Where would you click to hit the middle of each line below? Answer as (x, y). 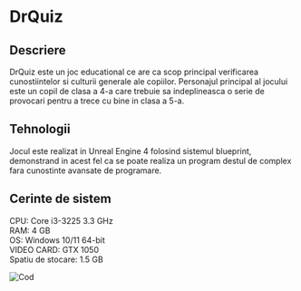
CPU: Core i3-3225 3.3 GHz (61, 220)
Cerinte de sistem (60, 199)
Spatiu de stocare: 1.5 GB (57, 259)
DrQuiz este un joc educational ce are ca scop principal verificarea (134, 72)
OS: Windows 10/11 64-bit (58, 240)
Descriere (38, 50)
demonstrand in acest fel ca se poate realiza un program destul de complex (150, 160)
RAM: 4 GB (30, 230)
